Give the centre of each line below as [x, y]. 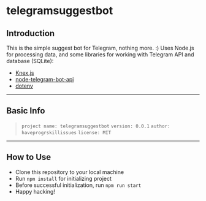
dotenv [24, 86]
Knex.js [25, 73]
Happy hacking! [35, 191]
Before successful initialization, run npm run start [78, 185]
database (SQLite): [30, 61]
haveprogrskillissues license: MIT [66, 132]
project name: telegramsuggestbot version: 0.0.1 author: [96, 126]
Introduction [31, 33]
